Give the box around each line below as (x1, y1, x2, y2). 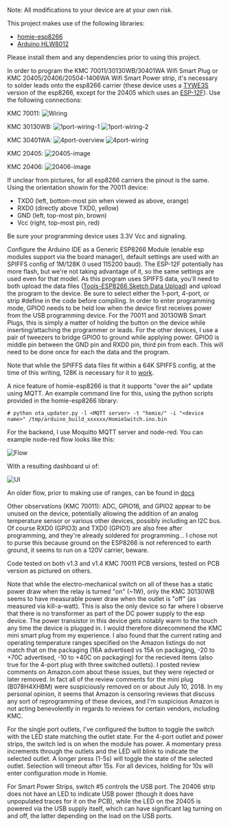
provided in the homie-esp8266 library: (7, 396, 119, 405)
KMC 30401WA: (7, 136, 52, 144)
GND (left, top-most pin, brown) (16, 212, 107, 219)
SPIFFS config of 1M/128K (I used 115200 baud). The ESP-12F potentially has (7, 260, 224, 268)
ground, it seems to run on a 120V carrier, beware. (7, 546, 149, 554)
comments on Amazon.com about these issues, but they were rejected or (7, 668, 215, 676)
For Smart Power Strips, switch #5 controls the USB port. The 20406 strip (7, 782, 216, 790)
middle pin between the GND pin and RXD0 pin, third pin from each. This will (7, 340, 224, 349)
